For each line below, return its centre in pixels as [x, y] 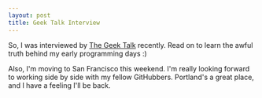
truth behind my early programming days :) [77, 53]
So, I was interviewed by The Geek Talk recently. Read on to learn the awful [131, 45]
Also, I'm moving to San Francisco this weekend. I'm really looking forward [129, 68]
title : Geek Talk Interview [54, 23]
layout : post [30, 15]
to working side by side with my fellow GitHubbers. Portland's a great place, [131, 77]
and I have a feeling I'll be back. [60, 85]
